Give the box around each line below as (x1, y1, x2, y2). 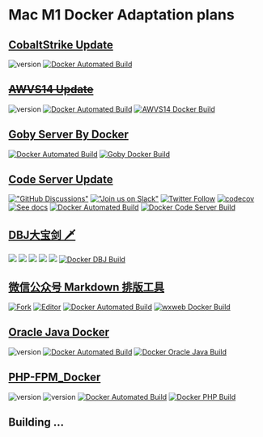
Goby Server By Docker (8, 128, 129, 142)
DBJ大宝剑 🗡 (8, 228, 76, 242)
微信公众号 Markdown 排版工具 (8, 280, 165, 294)
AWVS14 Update (8, 83, 94, 96)
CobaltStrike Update (8, 38, 113, 52)
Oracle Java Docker (8, 325, 109, 339)
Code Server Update (8, 172, 113, 187)
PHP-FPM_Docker (8, 371, 101, 384)
